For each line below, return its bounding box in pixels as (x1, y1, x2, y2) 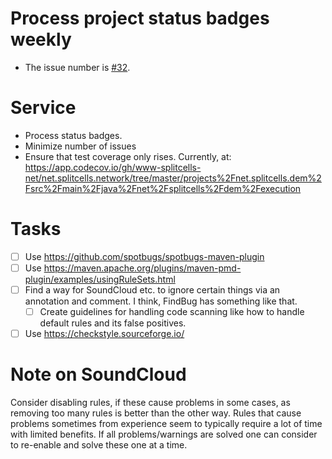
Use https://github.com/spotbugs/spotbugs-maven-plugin (24, 250, 265, 262)
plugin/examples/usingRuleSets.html (24, 273, 176, 285)
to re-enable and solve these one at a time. (10, 439, 188, 451)
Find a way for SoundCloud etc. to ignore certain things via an (24, 283, 281, 296)
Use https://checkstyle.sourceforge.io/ (24, 328, 185, 340)
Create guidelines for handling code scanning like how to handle (39, 306, 305, 317)
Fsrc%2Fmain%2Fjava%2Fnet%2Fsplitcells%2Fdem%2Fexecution (24, 182, 302, 194)
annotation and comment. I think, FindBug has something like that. (24, 295, 298, 307)
